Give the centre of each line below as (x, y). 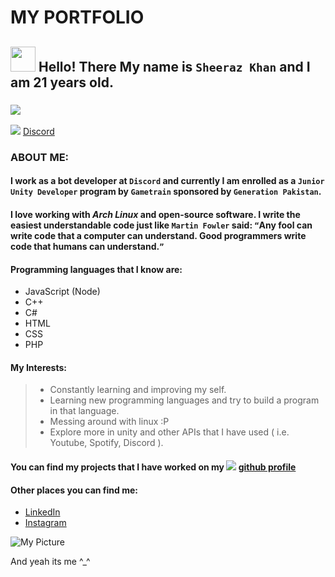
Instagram (45, 523)
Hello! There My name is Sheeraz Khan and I (174, 66)
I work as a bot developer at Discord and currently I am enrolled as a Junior (167, 181)
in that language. (84, 411)
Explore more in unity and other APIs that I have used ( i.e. (169, 432)
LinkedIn (42, 512)
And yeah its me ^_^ (50, 562)
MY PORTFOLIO (77, 17)
